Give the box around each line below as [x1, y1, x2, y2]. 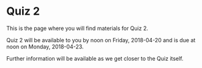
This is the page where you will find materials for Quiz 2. [6, 25, 149, 32]
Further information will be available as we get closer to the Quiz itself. [6, 55, 184, 62]
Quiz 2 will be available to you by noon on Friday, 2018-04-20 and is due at [6, 36, 196, 43]
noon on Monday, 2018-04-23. [6, 43, 84, 50]
